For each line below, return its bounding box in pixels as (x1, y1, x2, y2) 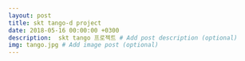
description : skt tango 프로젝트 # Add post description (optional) (8, 33, 238, 42)
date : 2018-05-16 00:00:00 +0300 (8, 26, 120, 34)
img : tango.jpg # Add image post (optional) (8, 41, 159, 49)
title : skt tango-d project (8, 19, 102, 27)
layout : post (8, 11, 52, 20)
